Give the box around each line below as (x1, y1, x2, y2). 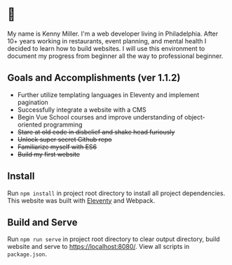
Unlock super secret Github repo (17, 135, 112, 143)
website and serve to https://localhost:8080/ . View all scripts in (7, 243, 190, 251)
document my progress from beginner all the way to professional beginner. (7, 52, 224, 60)
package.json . (7, 250, 47, 258)
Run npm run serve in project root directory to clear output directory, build (7, 235, 220, 243)
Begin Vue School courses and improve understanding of (17, 113, 184, 121)
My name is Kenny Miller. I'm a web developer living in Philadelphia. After (7, 29, 219, 38)
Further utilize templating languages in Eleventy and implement (17, 90, 200, 99)
